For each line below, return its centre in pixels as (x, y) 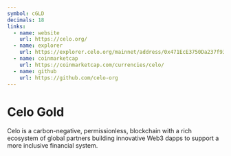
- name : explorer (38, 46)
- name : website (36, 33)
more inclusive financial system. (53, 146)
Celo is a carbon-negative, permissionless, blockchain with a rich (100, 131)
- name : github (35, 71)
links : (16, 26)
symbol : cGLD (26, 13)
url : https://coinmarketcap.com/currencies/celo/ (92, 65)
